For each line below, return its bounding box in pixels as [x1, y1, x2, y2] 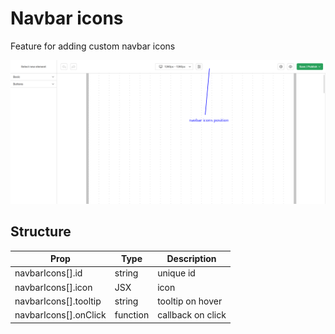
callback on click [157, 309, 227, 321]
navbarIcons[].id [14, 267, 83, 279]
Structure [10, 223, 72, 241]
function [114, 309, 150, 321]
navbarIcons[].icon [14, 281, 93, 293]
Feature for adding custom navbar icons [10, 40, 176, 52]
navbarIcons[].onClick [14, 309, 107, 321]
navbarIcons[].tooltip [14, 295, 102, 307]
